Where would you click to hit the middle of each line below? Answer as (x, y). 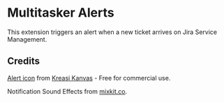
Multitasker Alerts (61, 13)
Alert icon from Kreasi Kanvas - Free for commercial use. (89, 78)
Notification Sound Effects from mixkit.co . (67, 91)
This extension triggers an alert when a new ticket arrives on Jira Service (112, 32)
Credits (24, 61)
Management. (27, 39)
